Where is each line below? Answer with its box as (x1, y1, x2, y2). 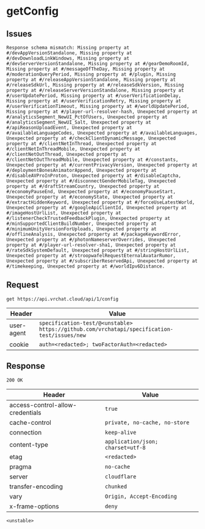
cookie (9, 340, 29, 349)
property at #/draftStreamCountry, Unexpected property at (6, 183, 160, 190)
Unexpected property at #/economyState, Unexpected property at (6, 194, 173, 200)
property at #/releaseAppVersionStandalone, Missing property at (6, 77, 176, 83)
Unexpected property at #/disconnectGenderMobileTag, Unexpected (6, 178, 176, 184)
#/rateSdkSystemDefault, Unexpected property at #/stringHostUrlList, (6, 247, 190, 254)
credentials (9, 408, 41, 417)
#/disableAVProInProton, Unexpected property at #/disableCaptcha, (6, 172, 182, 179)
